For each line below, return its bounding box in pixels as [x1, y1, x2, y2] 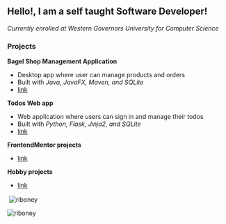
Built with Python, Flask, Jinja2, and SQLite [17, 120, 141, 128]
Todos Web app [7, 99, 54, 107]
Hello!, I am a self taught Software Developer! [7, 6, 208, 17]
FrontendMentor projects [7, 141, 82, 149]
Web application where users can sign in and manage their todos [17, 113, 204, 121]
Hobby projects [7, 168, 54, 176]
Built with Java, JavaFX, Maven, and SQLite [17, 78, 144, 86]
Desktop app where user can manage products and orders [17, 71, 186, 79]
